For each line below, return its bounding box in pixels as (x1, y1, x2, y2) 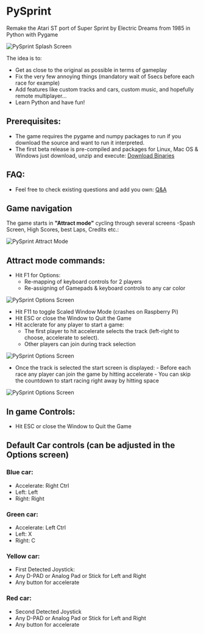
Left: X (15, 530, 32, 537)
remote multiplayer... (15, 92, 67, 99)
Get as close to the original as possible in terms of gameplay (15, 66, 167, 74)
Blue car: (6, 468, 33, 476)
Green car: (6, 510, 38, 518)
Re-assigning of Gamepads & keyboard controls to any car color (24, 284, 186, 292)
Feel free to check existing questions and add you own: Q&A (15, 186, 167, 193)
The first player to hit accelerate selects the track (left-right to (24, 328, 180, 335)
